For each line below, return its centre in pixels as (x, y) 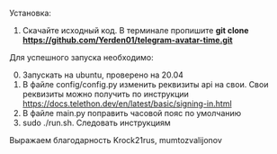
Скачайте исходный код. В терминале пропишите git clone (135, 30)
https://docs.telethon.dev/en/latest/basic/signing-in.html (127, 104)
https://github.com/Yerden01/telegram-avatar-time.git (127, 40)
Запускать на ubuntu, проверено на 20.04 (103, 75)
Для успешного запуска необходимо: (82, 57)
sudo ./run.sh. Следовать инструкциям (96, 122)
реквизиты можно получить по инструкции (105, 94)
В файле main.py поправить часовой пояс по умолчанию (132, 113)
